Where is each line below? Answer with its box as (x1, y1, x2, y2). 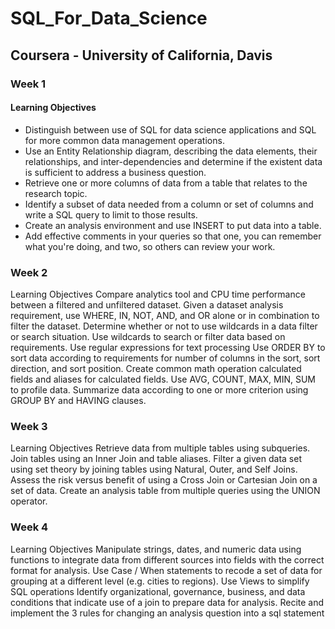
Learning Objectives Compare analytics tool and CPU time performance (10, 288, 306, 300)
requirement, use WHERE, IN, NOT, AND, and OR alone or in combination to (10, 310, 320, 321)
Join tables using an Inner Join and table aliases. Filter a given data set (10, 453, 302, 465)
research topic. (24, 187, 88, 199)
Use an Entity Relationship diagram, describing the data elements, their (24, 145, 318, 157)
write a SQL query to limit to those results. (24, 208, 198, 221)
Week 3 (10, 419, 48, 433)
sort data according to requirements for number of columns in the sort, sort (10, 352, 321, 364)
